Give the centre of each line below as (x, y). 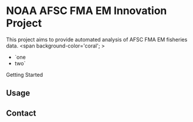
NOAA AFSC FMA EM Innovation (87, 11)
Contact (21, 113)
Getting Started (25, 74)
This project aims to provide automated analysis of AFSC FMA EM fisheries (97, 39)
